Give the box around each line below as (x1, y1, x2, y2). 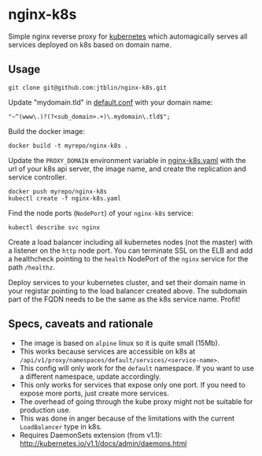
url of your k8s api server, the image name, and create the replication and (8, 164, 246, 173)
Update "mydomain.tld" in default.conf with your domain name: (8, 97, 213, 107)
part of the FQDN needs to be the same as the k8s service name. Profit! (8, 294, 241, 304)
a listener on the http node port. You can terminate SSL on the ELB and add (8, 246, 253, 255)
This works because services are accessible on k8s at (19, 347, 196, 356)
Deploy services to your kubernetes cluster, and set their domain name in (8, 277, 245, 287)
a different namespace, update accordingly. (19, 372, 161, 381)
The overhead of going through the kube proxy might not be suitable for (19, 396, 253, 406)
